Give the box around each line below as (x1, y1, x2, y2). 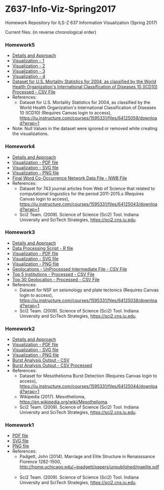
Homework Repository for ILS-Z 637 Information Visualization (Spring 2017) (5, 20, 158, 26)
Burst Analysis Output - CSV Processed (12, 362, 92, 368)
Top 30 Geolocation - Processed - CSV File (12, 276, 100, 283)
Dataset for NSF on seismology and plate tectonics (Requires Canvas (19, 287, 159, 293)
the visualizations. (12, 131, 49, 137)
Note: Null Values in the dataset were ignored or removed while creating (12, 126, 158, 131)
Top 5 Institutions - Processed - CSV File (12, 271, 94, 277)
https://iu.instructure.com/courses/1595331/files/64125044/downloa (19, 384, 158, 389)
